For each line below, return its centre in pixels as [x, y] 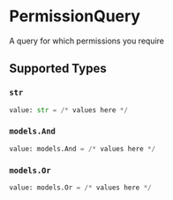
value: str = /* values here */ [68, 110]
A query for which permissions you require [87, 41]
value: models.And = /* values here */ [83, 149]
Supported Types [58, 69]
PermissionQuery [75, 16]
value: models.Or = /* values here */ [80, 188]
